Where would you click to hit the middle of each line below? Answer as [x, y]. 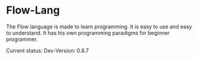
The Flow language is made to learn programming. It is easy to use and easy [99, 27]
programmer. [22, 39]
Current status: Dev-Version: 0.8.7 [48, 50]
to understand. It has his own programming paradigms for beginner [88, 32]
